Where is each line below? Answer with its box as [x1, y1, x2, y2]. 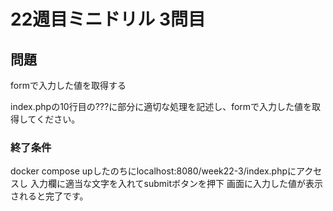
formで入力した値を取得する [10, 80, 127, 91]
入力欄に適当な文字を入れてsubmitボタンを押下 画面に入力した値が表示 [29, 178, 323, 190]
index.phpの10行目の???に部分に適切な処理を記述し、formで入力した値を [10, 101, 313, 112]
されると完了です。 [10, 190, 89, 202]
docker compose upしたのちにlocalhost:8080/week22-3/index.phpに [10, 165, 297, 177]
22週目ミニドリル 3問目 [10, 8, 206, 31]
